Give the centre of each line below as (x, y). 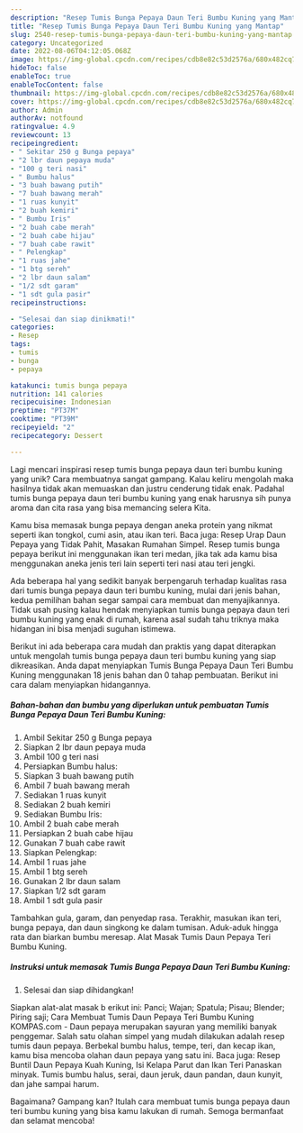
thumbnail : (31, 93)
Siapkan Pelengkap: (60, 852)
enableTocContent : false (57, 85)
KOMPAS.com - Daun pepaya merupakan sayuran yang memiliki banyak (144, 1026)
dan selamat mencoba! (53, 1120)
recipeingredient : (45, 143)
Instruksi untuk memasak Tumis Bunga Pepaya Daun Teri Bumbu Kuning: (150, 967)
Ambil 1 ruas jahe (55, 862)
